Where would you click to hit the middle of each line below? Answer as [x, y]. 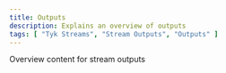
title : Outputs [38, 17]
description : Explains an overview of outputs [98, 26]
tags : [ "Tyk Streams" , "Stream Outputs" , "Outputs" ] [114, 34]
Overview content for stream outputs [78, 60]
